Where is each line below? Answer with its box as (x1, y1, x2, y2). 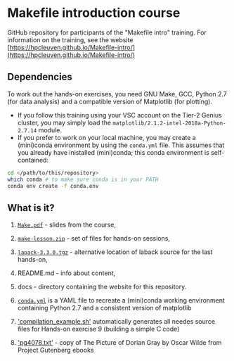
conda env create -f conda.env (7, 182, 99, 189)
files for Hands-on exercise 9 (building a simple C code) (17, 325, 180, 334)
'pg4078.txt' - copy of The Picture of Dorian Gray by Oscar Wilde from (17, 338, 222, 347)
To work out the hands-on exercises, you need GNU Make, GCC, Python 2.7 (7, 89, 227, 98)
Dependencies (7, 71, 72, 83)
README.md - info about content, (17, 269, 116, 277)
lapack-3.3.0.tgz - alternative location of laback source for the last (17, 248, 213, 256)
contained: (17, 156, 49, 164)
